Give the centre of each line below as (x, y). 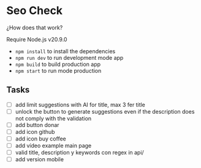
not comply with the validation (53, 118)
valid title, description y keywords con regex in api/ (79, 153)
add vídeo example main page (53, 146)
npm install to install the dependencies (65, 51)
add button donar (37, 125)
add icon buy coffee (40, 139)
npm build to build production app (58, 64)
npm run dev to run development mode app (69, 57)
